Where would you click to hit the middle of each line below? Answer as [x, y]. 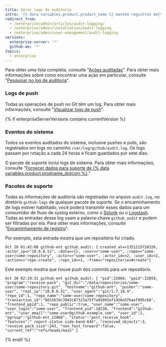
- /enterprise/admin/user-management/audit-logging [64, 33]
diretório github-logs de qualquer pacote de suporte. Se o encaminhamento [83, 202]
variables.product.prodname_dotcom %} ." [48, 173]
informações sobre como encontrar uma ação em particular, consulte [76, 75]
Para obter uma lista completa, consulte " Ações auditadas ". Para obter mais [82, 70]
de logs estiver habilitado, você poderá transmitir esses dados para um [77, 207]
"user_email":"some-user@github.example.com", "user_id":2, [81, 313]
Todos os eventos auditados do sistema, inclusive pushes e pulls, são [76, 142]
